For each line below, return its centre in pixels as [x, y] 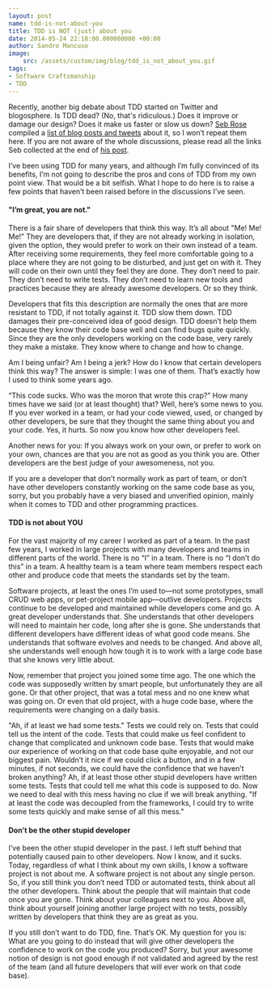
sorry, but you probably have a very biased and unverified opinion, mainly [131, 496]
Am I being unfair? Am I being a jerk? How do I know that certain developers [135, 362]
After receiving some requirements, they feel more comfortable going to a [131, 253]
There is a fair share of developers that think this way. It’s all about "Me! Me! [135, 228]
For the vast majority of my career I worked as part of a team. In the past [129, 540]
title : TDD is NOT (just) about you [70, 31]
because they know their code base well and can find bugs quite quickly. [130, 330]
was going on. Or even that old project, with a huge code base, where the [131, 701]
